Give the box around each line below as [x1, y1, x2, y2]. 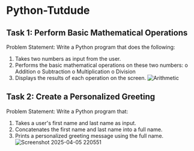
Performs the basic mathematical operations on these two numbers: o [14, 61, 188, 69]
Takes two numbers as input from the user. [14, 55, 121, 62]
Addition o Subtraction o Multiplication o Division [14, 68, 136, 75]
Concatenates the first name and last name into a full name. [14, 126, 163, 133]
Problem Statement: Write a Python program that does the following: [6, 43, 175, 51]
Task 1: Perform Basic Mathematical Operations [6, 28, 188, 38]
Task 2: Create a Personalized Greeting [6, 91, 156, 102]
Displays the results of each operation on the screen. [14, 75, 147, 81]
